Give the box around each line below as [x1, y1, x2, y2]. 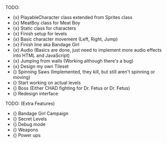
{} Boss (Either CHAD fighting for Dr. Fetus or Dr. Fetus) [12, 85, 130, 91]
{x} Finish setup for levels [12, 31, 67, 36]
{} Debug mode [12, 121, 46, 127]
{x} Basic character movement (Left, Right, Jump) [12, 36, 118, 42]
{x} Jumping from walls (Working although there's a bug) [12, 58, 134, 64]
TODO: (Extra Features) [5, 100, 55, 107]
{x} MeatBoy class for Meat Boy [12, 20, 81, 26]
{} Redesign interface [12, 91, 58, 96]
